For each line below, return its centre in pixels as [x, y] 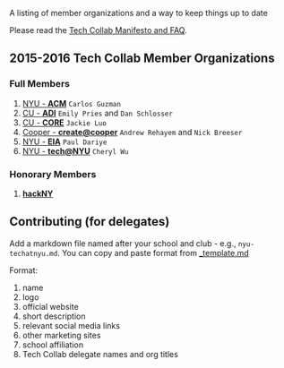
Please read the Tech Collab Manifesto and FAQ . [98, 30]
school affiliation [52, 345]
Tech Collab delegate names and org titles [100, 354]
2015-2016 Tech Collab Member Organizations [142, 59]
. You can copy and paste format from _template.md [153, 252]
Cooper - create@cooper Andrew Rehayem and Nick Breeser [132, 132]
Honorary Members [53, 174]
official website [50, 306]
